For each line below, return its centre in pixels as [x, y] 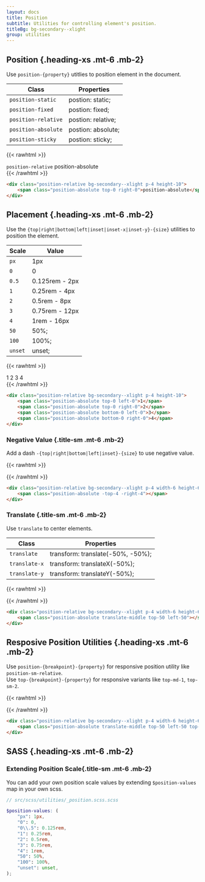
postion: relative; [92, 119]
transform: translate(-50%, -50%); [101, 553]
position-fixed [31, 110]
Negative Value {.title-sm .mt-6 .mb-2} [65, 439]
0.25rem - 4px [53, 291]
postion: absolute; [94, 129]
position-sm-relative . [34, 673]
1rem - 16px [51, 321]
